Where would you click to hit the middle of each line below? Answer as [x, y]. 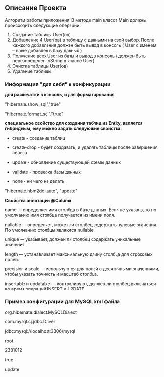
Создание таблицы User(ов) [41, 34]
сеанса [20, 153]
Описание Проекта [36, 8]
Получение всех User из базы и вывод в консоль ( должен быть [79, 56]
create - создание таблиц [38, 138]
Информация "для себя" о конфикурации [58, 84]
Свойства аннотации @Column [38, 201]
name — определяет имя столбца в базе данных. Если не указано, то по [81, 210]
